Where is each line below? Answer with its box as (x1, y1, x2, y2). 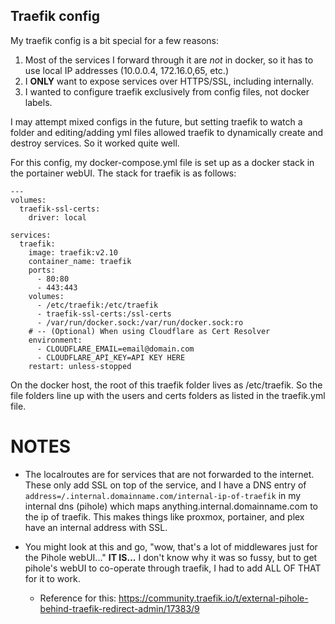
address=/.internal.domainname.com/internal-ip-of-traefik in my (24, 489, 302, 501)
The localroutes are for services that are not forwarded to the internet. (24, 468, 315, 480)
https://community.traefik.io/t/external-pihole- (118, 592, 309, 604)
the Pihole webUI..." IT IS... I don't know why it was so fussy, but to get (24, 551, 318, 563)
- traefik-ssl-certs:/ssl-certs (36, 309, 172, 319)
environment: (28, 335, 83, 345)
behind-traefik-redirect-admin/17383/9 (39, 602, 200, 614)
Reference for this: (39, 592, 117, 604)
